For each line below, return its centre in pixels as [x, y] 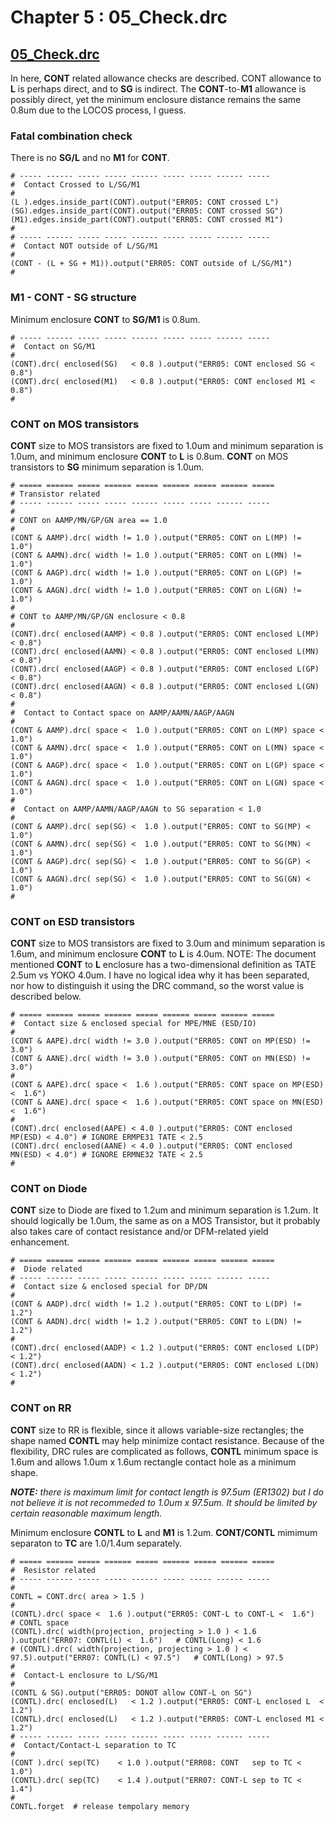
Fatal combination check [71, 136]
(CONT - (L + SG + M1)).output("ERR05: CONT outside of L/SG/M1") [151, 264]
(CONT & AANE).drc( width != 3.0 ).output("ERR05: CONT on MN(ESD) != [160, 1059]
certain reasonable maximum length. [86, 1513]
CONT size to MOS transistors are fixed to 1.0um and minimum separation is [167, 445]
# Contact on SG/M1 [53, 346]
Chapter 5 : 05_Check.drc [119, 17]
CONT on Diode [49, 1189]
